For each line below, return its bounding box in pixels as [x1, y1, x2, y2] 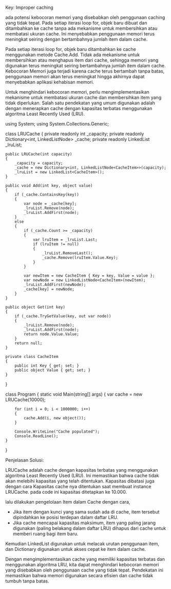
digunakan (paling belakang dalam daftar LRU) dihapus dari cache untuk [12, 525, 166, 531]
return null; [14, 341, 43, 346]
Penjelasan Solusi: [5, 457, 44, 463]
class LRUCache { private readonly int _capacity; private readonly [5, 131, 144, 137]
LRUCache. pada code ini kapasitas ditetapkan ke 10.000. [5, 489, 127, 495]
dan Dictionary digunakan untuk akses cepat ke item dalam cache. [5, 546, 146, 552]
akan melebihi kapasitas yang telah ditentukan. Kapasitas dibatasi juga [5, 478, 155, 484]
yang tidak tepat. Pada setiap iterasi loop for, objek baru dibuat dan [5, 20, 147, 26]
